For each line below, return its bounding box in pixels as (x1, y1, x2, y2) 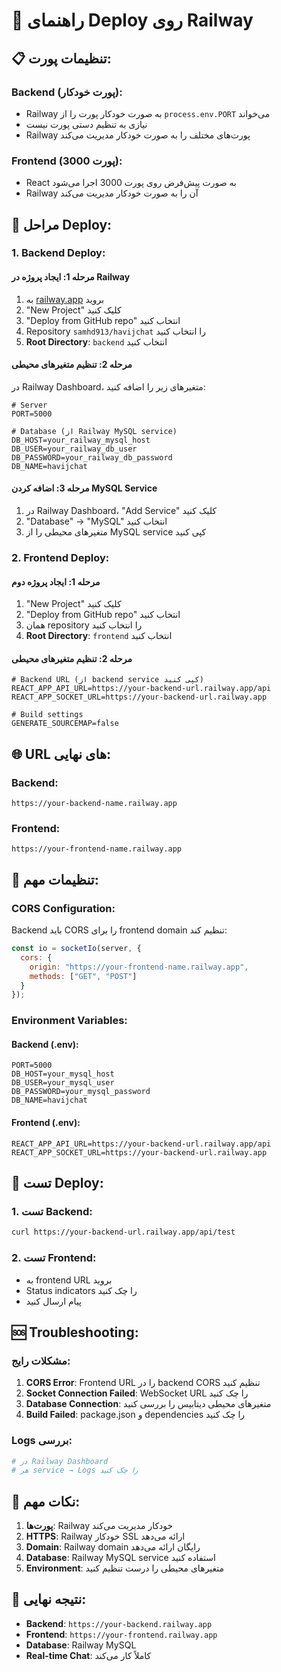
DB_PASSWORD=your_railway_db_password (11, 452, 173, 463)
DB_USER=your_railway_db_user (11, 444, 138, 454)
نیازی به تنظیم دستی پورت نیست (25, 118, 148, 130)
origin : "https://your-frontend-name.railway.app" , (29, 962, 249, 972)
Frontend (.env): (11, 1117, 81, 1129)
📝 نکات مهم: (11, 1493, 81, 1510)
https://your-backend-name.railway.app (11, 799, 178, 809)
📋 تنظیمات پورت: (11, 50, 112, 67)
